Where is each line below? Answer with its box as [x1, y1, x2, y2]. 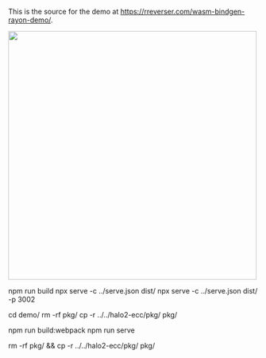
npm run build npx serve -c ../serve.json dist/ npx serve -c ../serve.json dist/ [8, 286, 258, 295]
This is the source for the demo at [8, 7, 119, 16]
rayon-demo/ [8, 15, 52, 25]
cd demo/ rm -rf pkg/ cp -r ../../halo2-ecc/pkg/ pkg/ [8, 310, 178, 319]
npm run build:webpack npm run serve [8, 325, 135, 335]
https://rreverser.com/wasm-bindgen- [120, 7, 245, 16]
